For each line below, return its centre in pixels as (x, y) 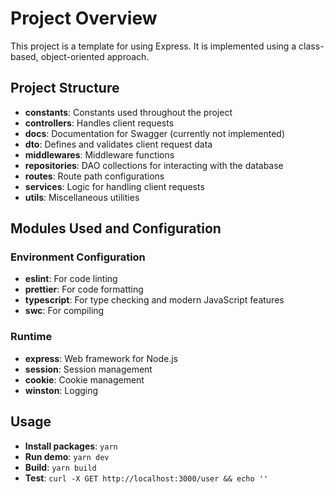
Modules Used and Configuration (116, 228)
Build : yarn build (60, 467)
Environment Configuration (78, 257)
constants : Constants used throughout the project (128, 112)
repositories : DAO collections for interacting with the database (154, 165)
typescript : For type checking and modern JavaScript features (154, 300)
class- (311, 46)
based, (24, 56)
